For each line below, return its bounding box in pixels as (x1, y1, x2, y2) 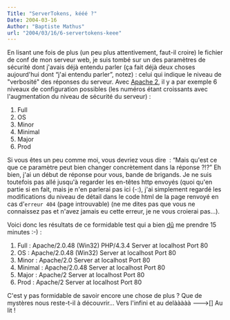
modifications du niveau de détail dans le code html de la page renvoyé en (7, 193, 219, 201)
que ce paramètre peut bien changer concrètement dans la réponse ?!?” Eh (7, 163, 222, 171)
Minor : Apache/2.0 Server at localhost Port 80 (17, 256, 151, 265)
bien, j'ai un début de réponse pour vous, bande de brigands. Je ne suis (7, 171, 212, 179)
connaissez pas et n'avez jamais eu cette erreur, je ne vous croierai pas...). (7, 207, 220, 216)
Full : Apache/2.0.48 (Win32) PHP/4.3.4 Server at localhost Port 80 (17, 241, 209, 250)
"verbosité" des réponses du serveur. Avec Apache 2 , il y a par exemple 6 (7, 77, 218, 86)
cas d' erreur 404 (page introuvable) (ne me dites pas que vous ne (7, 200, 195, 208)
